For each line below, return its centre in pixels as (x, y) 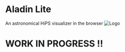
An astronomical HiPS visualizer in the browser (54, 23)
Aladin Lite (28, 9)
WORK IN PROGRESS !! (54, 44)
